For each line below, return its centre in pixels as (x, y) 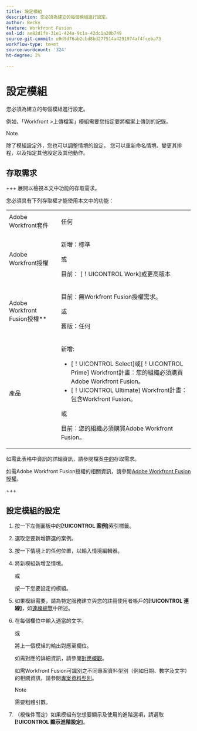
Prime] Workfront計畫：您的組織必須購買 (127, 373)
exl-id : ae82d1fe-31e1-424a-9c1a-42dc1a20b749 (64, 34)
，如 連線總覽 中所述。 (48, 608)
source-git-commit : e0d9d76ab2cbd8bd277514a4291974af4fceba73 (84, 39)
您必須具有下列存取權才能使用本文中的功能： (60, 201)
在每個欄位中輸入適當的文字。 (50, 621)
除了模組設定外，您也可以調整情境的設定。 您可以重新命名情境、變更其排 (94, 145)
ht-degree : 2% (23, 55)
